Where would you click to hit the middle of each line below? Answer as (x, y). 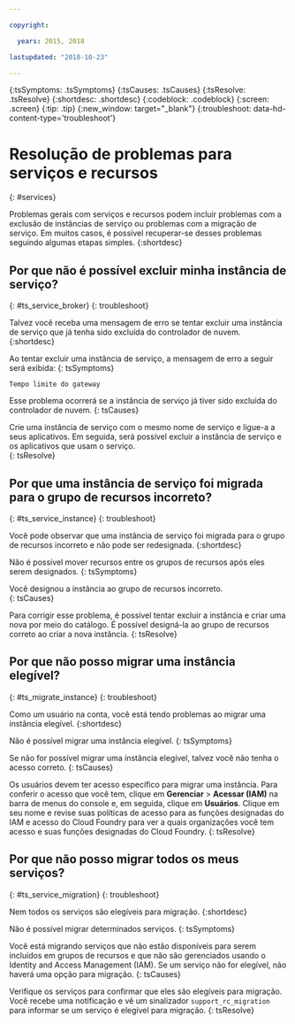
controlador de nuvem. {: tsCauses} (74, 410)
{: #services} (33, 197)
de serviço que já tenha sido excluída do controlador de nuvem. (125, 332)
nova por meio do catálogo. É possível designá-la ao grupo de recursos (139, 624)
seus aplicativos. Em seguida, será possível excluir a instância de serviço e (146, 437)
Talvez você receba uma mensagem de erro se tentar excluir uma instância (146, 323)
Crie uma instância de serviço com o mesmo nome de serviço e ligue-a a (142, 427)
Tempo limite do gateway (55, 385)
